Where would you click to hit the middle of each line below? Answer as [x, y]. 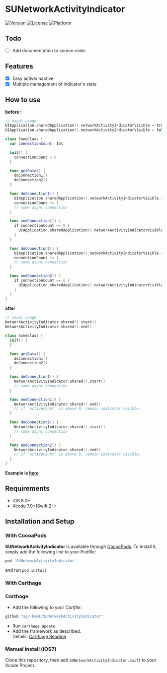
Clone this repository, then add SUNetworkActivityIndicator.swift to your [81, 660]
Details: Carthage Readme [39, 636]
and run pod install [26, 570]
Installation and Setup [40, 521]
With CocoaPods [26, 536]
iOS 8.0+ [21, 500]
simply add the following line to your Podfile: [50, 551]
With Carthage [23, 583]
